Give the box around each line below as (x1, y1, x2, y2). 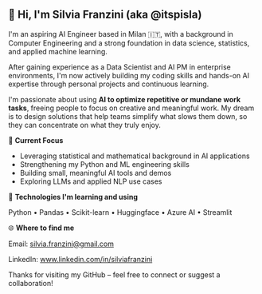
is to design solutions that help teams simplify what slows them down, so (8, 111, 248, 121)
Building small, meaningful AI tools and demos (19, 168, 172, 177)
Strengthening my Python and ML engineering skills (19, 159, 190, 169)
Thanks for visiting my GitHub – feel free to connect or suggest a (8, 269, 221, 280)
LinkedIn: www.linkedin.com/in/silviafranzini (8, 254, 153, 264)
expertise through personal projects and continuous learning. (8, 79, 209, 89)
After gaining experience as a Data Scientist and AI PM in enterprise (8, 62, 231, 72)
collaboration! (8, 278, 53, 288)
